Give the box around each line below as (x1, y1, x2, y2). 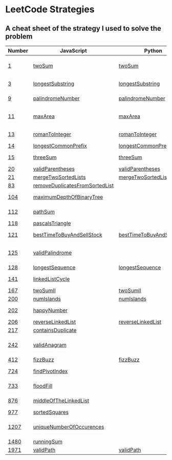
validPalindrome (33, 249, 72, 256)
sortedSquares (33, 409, 69, 415)
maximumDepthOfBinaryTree (33, 194, 103, 200)
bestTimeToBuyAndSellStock (33, 232, 102, 238)
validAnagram (33, 342, 67, 348)
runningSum (33, 438, 63, 445)
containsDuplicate (33, 327, 77, 333)
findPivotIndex (33, 368, 68, 374)
